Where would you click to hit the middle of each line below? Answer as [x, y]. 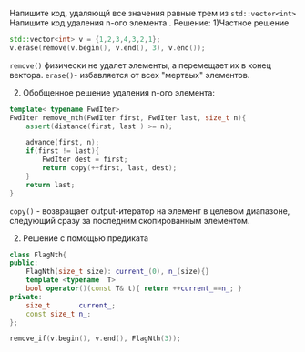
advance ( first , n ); [63, 143]
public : [24, 263]
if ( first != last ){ [63, 151]
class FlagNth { [38, 255]
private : [26, 297]
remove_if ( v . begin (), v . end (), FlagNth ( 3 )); [95, 339]
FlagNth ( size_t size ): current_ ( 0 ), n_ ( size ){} [117, 272]
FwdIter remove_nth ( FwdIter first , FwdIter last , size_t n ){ [128, 117]
